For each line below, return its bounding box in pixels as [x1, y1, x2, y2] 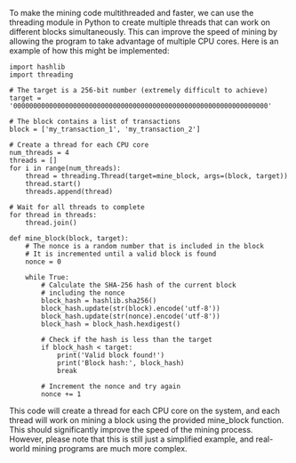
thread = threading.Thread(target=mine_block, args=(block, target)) [25, 172, 289, 181]
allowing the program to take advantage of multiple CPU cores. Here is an [9, 36, 279, 46]
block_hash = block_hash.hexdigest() [41, 320, 180, 329]
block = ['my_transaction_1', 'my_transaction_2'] [9, 125, 201, 134]
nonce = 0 [25, 257, 62, 266]
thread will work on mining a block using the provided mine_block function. [9, 415, 284, 426]
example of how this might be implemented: [9, 45, 170, 56]
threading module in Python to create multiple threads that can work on [9, 17, 271, 28]
